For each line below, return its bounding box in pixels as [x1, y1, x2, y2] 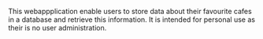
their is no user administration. [8, 23, 107, 32]
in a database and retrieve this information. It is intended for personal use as [8, 15, 256, 24]
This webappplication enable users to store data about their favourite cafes [8, 7, 252, 16]
